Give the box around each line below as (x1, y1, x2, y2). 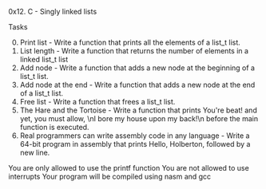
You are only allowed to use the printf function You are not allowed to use (8, 163, 249, 172)
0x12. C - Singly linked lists (8, 7, 97, 16)
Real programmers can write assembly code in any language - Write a (19, 131, 250, 140)
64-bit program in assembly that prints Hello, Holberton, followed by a (19, 140, 251, 148)
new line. (19, 148, 50, 157)
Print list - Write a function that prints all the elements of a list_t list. (19, 37, 241, 47)
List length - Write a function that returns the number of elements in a (19, 46, 249, 55)
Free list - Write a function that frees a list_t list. (19, 97, 176, 106)
